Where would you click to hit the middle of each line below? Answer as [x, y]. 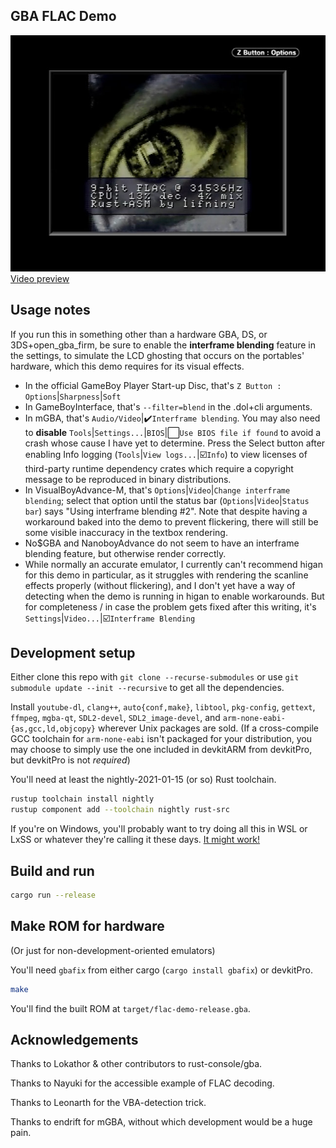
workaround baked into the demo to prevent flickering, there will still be [171, 521]
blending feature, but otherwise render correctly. [125, 553]
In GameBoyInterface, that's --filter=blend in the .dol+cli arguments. [168, 406]
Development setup [73, 653]
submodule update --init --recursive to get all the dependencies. [147, 688]
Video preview [40, 278]
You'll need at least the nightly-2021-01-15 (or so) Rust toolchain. [143, 780]
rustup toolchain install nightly [82, 799]
